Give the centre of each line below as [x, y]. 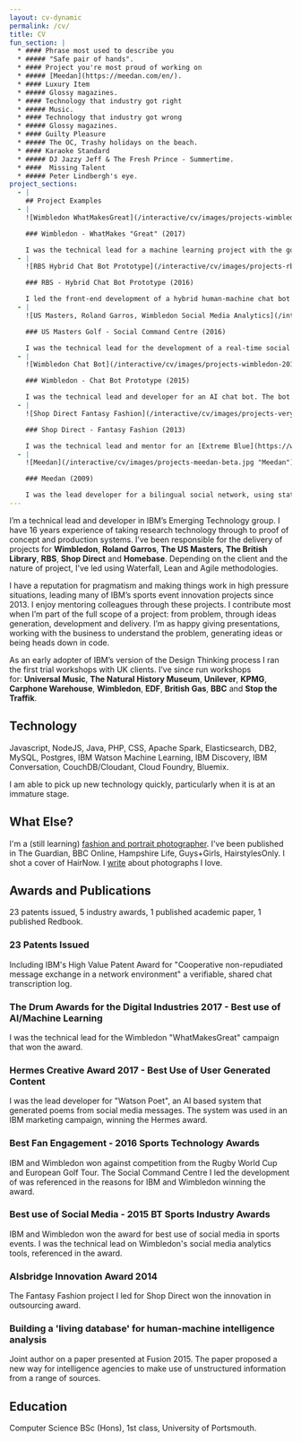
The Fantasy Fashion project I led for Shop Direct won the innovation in [140, 1296]
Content [28, 1081]
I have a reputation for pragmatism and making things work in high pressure [149, 585]
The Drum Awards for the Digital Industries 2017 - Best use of [145, 1006]
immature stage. [39, 793]
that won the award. [46, 1047]
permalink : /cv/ [39, 26]
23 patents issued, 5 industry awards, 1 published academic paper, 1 [135, 912]
